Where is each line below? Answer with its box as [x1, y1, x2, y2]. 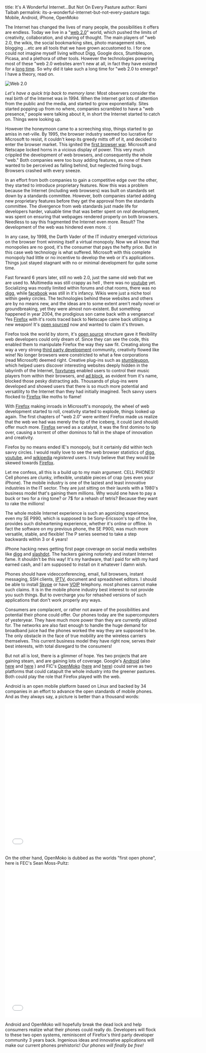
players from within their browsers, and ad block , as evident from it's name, [5, 373, 158, 379]
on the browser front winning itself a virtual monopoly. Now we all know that [5, 239, 159, 245]
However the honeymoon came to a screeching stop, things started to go [5, 126, 153, 132]
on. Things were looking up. [5, 117, 61, 122]
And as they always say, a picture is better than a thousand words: [5, 694, 140, 700]
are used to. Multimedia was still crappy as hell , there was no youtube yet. [5, 280, 156, 286]
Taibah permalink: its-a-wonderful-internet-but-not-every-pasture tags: [5, 9, 150, 15]
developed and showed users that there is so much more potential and [5, 383, 148, 389]
